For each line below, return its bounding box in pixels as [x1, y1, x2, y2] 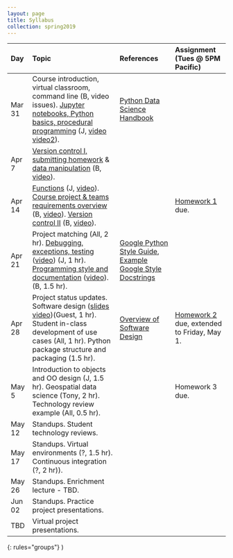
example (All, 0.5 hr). [32, 408, 101, 418]
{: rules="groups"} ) [7, 543, 64, 552]
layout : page [7, 10, 45, 17]
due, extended [175, 319, 223, 328]
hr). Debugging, [32, 238, 84, 248]
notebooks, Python [32, 109, 94, 119]
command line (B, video [32, 92, 110, 101]
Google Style [119, 264, 162, 274]
